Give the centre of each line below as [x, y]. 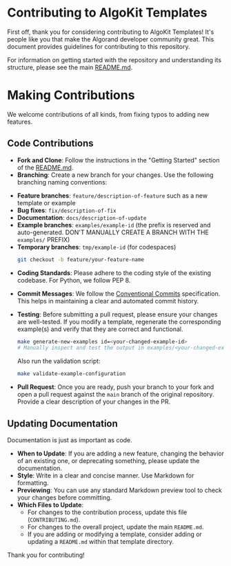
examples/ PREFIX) [43, 239]
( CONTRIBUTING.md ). [54, 519]
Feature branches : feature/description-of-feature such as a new [112, 196]
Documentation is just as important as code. [70, 440]
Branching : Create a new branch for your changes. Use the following [115, 175]
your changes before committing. [64, 498]
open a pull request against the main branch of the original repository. [115, 395]
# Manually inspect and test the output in [81, 348]
